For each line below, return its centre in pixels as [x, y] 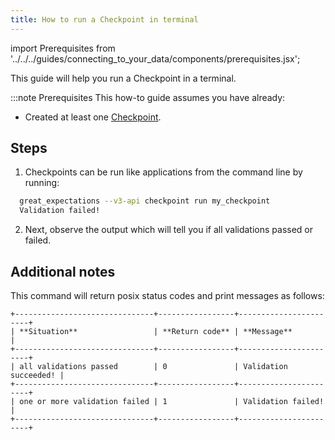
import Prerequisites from [63, 48]
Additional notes [63, 271]
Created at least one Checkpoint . [93, 117]
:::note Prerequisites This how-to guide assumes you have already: [148, 97]
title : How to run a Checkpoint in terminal [104, 19]
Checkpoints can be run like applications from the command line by [163, 172]
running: [42, 183]
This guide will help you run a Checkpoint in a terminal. [123, 78]
